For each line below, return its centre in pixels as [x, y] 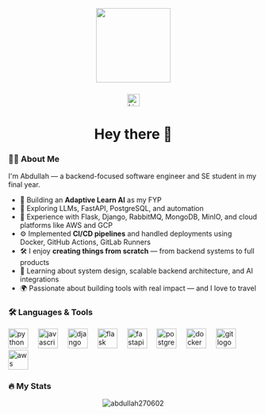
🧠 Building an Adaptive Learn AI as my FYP [91, 200]
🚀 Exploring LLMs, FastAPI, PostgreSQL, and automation [111, 209]
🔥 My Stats [30, 386]
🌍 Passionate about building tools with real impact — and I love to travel [138, 288]
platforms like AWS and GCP [66, 225]
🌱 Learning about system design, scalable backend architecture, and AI [136, 271]
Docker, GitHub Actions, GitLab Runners [85, 242]
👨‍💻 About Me [34, 159]
